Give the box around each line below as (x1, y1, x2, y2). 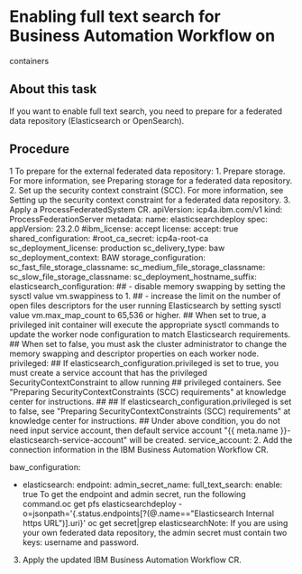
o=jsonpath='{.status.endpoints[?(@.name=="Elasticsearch (22, 508, 244, 519)
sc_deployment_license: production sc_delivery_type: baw (9, 242, 225, 253)
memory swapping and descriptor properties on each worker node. (9, 348, 260, 359)
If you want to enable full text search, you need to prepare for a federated (9, 106, 282, 117)
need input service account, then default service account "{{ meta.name (9, 425, 279, 436)
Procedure (9, 142, 70, 157)
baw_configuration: (9, 461, 81, 472)
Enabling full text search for (9, 6, 221, 27)
